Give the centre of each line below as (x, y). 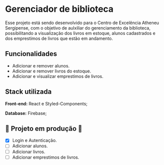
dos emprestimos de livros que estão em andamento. (59, 38)
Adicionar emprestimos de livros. (46, 157)
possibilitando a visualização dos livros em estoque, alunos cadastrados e (80, 33)
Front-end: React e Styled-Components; (46, 103)
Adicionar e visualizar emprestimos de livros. (58, 76)
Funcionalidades (31, 54)
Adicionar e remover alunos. (41, 66)
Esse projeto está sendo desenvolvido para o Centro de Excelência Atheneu (82, 23)
